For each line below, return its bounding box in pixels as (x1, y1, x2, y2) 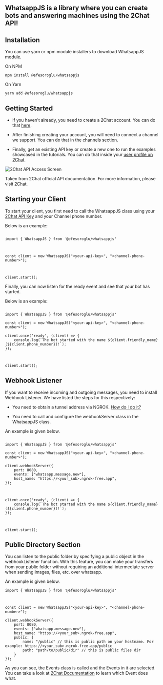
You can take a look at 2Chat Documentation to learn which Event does (5, 670, 148, 676)
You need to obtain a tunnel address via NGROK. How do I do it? (12, 404, 142, 410)
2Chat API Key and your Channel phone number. (5, 213, 102, 219)
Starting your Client (5, 195, 66, 203)
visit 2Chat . (5, 181, 28, 187)
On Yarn (5, 82, 22, 87)
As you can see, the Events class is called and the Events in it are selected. (5, 665, 156, 671)
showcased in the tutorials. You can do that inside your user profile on (12, 151, 153, 158)
